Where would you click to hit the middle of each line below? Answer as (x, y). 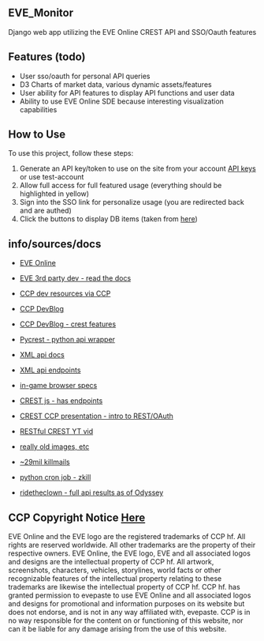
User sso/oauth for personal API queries (85, 76)
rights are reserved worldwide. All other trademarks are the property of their (132, 545)
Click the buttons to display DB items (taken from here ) (109, 219)
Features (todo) (47, 57)
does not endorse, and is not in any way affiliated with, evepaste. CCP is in (129, 613)
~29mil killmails (45, 462)
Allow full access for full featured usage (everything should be (121, 186)
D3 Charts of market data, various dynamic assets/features (115, 84)
